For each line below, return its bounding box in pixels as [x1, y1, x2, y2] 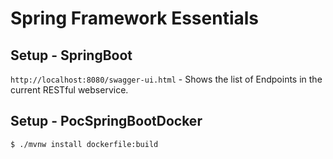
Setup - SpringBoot [10, 47, 133, 64]
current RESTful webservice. [10, 84, 129, 96]
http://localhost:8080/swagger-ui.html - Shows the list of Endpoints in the [10, 73, 323, 85]
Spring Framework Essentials [10, 7, 260, 30]
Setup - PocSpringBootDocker [10, 113, 203, 130]
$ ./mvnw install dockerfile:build [10, 139, 159, 149]
